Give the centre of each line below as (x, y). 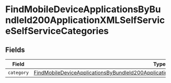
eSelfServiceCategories (57, 31)
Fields (15, 50)
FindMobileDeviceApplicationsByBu (83, 9)
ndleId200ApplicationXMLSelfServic (85, 20)
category (18, 73)
